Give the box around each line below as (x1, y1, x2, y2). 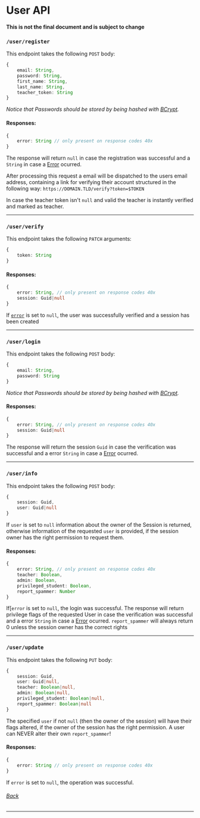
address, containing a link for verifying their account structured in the (6, 179, 177, 186)
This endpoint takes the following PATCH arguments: (6, 235, 132, 242)
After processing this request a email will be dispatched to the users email (6, 172, 187, 179)
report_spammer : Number (17, 588, 76, 595)
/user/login (6, 338, 41, 345)
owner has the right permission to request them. (6, 534, 124, 541)
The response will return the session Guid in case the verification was (6, 443, 177, 450)
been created (6, 318, 39, 325)
